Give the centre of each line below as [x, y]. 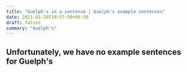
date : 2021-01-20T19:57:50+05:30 [47, 17]
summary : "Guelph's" [32, 28]
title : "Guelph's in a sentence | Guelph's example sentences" [86, 12]
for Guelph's [30, 61]
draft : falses [24, 22]
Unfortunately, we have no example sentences [94, 52]
